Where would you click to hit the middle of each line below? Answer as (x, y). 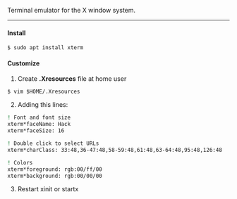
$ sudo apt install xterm (45, 48)
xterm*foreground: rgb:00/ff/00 (55, 169)
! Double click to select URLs (53, 143)
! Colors (20, 162)
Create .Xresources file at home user (72, 79)
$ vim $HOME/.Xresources (44, 92)
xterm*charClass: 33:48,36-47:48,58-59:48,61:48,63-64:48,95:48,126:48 (115, 150)
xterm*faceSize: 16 (36, 131)
